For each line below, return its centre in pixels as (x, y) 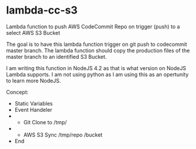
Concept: (17, 92)
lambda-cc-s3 (42, 10)
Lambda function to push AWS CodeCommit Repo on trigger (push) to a (93, 27)
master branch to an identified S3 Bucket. (57, 57)
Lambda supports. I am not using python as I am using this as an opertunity (97, 74)
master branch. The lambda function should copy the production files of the (98, 50)
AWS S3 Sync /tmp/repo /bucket (63, 135)
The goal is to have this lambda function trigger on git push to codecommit (97, 44)
